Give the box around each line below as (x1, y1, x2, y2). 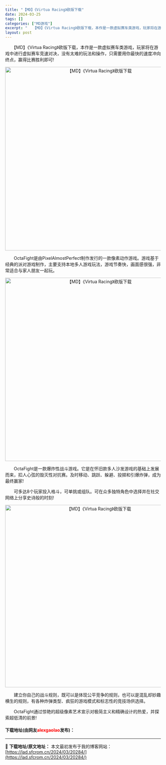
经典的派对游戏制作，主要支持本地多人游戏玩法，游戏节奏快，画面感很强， (5, 261, 157, 267)
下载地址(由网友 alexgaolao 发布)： (5, 727, 75, 733)
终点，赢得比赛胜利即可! (5, 57, 54, 62)
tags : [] (5, 16, 23, 21)
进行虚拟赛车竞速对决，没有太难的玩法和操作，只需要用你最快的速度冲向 (13, 50, 161, 56)
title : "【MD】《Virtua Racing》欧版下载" (5, 7, 84, 12)
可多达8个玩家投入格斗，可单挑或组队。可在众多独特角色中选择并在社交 (13, 488, 160, 494)
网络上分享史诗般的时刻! (5, 495, 54, 500)
